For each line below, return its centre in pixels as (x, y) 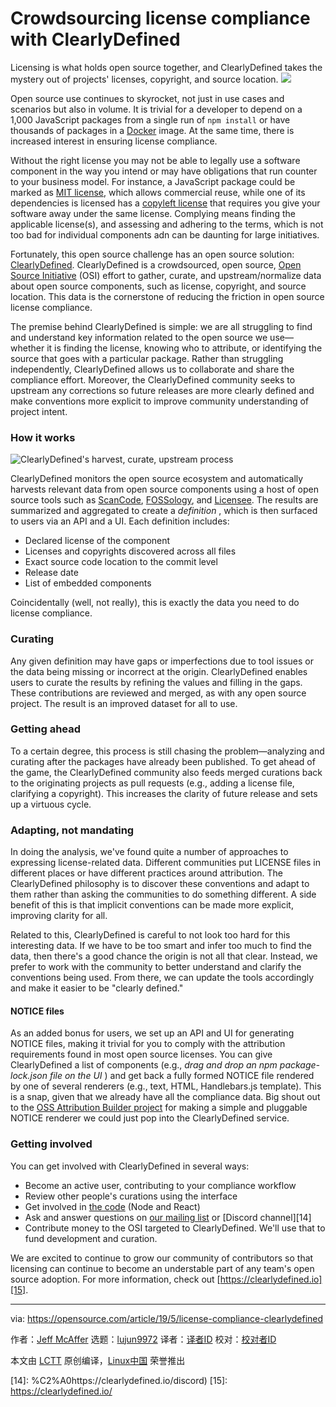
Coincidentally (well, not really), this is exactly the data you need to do (155, 603)
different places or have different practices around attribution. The (146, 873)
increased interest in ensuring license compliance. (114, 141)
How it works (43, 437)
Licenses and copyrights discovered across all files (130, 551)
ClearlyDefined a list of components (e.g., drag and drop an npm (144, 1065)
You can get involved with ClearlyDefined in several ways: (130, 1166)
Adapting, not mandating (72, 830)
